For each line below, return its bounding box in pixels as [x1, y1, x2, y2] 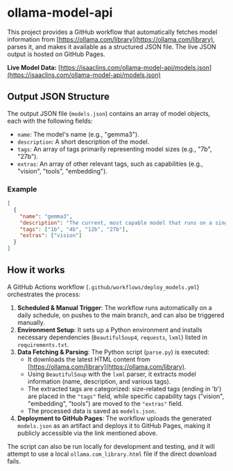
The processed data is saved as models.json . [27, 406, 157, 415]
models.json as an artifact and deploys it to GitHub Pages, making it [17, 421, 211, 429]
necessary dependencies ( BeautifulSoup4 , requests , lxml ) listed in [17, 333, 208, 341]
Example [7, 184, 37, 194]
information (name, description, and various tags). [27, 377, 171, 386]
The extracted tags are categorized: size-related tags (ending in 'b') [27, 384, 222, 393]
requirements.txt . [17, 340, 69, 348]
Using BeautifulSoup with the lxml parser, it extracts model [27, 370, 196, 378]
